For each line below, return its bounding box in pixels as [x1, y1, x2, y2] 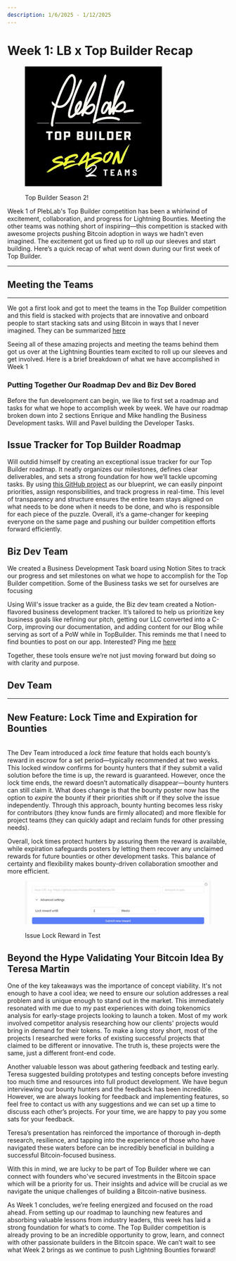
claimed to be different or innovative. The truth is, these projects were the [7, 1041, 221, 1050]
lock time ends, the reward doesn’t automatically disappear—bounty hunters [7, 778, 229, 787]
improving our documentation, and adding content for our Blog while [25, 623, 223, 631]
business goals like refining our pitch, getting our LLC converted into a [7, 615, 211, 623]
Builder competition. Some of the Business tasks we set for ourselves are [7, 579, 219, 588]
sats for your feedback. [7, 1114, 75, 1123]
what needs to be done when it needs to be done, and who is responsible [7, 502, 220, 511]
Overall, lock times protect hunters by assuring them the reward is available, [7, 837, 228, 845]
